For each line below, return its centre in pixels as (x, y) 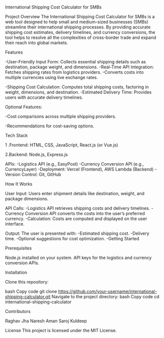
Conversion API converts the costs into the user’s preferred (85, 213)
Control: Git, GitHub (41, 174)
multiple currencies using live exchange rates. (52, 77)
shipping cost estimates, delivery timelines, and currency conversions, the (80, 32)
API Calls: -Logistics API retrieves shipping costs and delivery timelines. (78, 208)
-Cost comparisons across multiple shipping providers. (61, 116)
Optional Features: (24, 107)
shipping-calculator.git (28, 296)
